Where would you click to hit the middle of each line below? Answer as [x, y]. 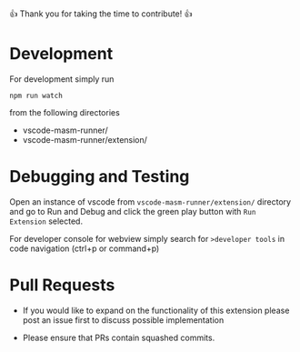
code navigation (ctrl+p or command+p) [85, 248]
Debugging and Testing [100, 177]
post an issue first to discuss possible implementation [123, 320]
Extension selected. [46, 221]
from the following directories [65, 112]
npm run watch [36, 96]
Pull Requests [62, 285]
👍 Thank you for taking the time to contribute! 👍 [101, 14]
